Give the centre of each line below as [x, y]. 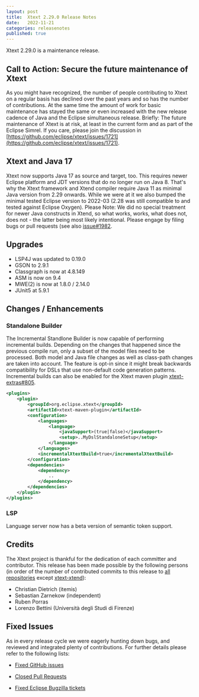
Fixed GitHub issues [39, 665]
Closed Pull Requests [41, 676]
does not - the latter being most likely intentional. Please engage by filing [95, 220]
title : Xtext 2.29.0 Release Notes [51, 17]
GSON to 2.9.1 [32, 265]
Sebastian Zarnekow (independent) [58, 595]
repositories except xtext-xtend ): [46, 577]
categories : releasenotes [38, 28]
